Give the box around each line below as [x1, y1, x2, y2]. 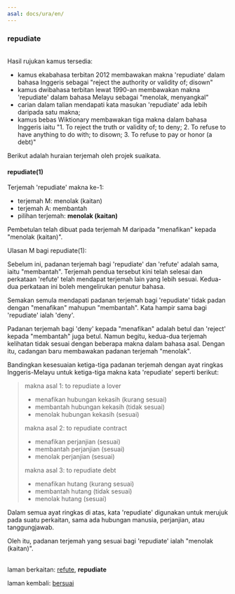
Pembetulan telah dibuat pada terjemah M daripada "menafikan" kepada [7, 226, 216, 234]
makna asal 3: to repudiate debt [24, 466, 116, 474]
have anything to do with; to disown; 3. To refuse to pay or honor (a [17, 130, 213, 138]
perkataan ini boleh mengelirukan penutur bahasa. [20, 283, 166, 291]
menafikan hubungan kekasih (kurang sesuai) [34, 395, 167, 404]
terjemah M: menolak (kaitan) [17, 197, 103, 205]
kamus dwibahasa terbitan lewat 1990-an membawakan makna [17, 85, 201, 93]
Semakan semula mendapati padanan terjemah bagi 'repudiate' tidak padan [7, 296, 226, 304]
